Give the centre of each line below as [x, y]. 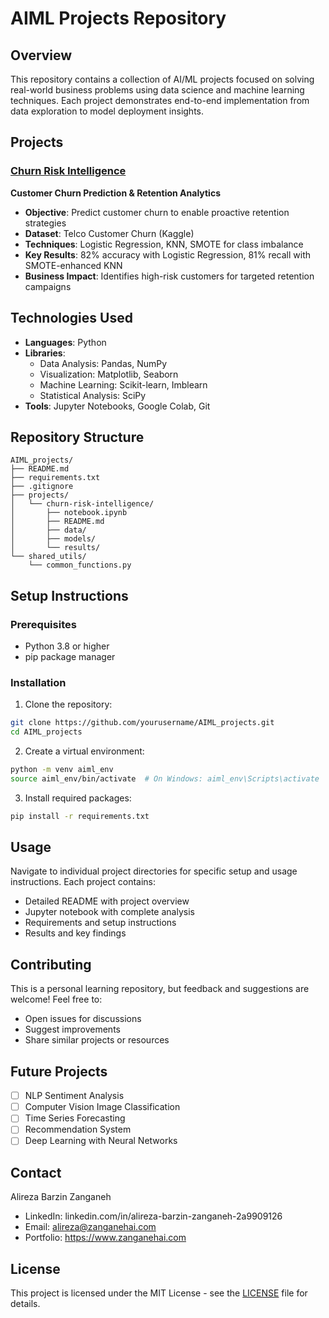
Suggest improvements [72, 1029]
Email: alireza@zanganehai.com [90, 1227]
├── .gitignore [42, 487]
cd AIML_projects [46, 732]
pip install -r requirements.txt [80, 816]
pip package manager [70, 656]
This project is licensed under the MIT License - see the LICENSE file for [159, 1293]
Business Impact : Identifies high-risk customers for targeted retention [169, 276]
